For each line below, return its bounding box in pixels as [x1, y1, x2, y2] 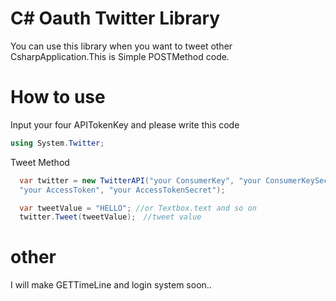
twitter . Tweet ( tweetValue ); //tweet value [19, 212, 202, 222]
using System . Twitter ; [10, 138, 105, 148]
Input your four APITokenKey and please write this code [10, 118, 240, 131]
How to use [10, 86, 106, 109]
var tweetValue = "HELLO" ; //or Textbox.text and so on [19, 203, 257, 213]
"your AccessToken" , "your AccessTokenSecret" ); [19, 185, 226, 195]
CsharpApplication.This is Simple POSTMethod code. [10, 50, 230, 62]
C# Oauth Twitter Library [10, 7, 221, 30]
